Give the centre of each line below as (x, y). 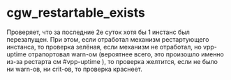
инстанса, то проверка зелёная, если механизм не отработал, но (104, 47)
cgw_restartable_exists (76, 13)
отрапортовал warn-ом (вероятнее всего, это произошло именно (126, 54)
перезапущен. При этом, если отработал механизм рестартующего (108, 39)
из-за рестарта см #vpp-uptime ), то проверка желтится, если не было (112, 61)
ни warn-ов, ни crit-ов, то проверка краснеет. (74, 69)
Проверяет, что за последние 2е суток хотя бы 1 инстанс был (98, 32)
